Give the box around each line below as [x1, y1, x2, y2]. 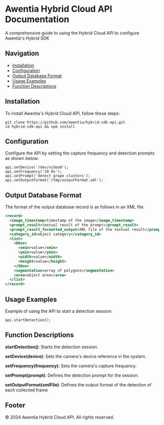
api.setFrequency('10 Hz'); [5, 169, 62, 174]
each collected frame [5, 387, 48, 393]
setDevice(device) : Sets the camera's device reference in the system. [5, 353, 146, 359]
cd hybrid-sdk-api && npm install [5, 124, 76, 129]
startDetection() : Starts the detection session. [5, 344, 99, 350]
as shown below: [5, 156, 39, 161]
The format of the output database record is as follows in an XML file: [5, 204, 145, 210]
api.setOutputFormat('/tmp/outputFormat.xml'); [5, 178, 104, 183]
